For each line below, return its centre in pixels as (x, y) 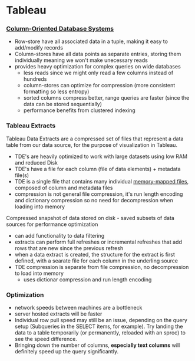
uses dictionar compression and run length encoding (87, 279)
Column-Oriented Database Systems (60, 29)
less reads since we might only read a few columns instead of (98, 73)
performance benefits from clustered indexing (79, 110)
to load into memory (39, 273)
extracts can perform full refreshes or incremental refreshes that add (98, 242)
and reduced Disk (36, 162)
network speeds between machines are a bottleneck (78, 308)
